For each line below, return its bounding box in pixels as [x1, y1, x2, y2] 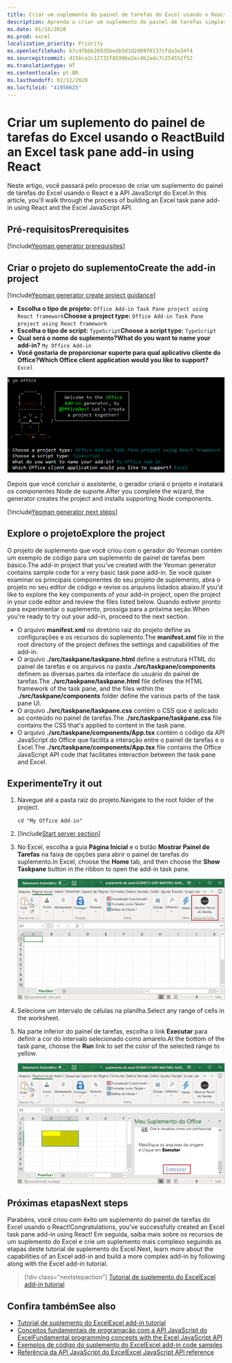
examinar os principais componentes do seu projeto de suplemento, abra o [7, 575, 221, 584]
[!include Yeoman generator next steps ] [7, 508, 118, 516]
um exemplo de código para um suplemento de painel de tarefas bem [7, 553, 205, 562]
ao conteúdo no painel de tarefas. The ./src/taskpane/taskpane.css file [17, 714, 222, 722]
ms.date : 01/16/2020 [7, 26, 67, 32]
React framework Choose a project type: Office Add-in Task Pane [17, 312, 204, 320]
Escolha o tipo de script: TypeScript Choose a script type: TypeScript [17, 326, 217, 334]
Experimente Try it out [7, 778, 102, 790]
